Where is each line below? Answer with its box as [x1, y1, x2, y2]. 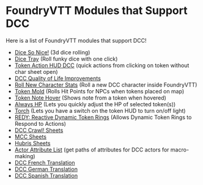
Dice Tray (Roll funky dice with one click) [14, 55, 118, 62]
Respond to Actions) [14, 120, 67, 127]
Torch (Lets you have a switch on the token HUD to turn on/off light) [14, 107, 186, 114]
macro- [170, 146, 190, 153]
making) [14, 152, 35, 159]
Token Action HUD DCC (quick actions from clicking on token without [14, 62, 190, 69]
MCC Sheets [14, 132, 47, 140]
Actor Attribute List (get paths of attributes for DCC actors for [14, 146, 169, 153]
